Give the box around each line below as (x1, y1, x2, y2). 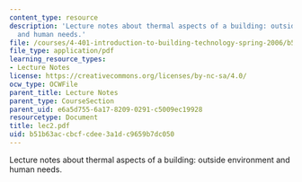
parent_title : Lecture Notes (9, 88, 119, 97)
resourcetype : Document (9, 113, 99, 122)
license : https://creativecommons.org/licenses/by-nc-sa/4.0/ (9, 72, 247, 81)
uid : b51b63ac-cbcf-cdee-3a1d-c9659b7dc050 (9, 130, 175, 139)
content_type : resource (9, 13, 99, 22)
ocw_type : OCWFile (9, 80, 78, 89)
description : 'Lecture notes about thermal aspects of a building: (9, 22, 268, 30)
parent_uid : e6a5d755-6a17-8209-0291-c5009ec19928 (9, 105, 203, 114)
